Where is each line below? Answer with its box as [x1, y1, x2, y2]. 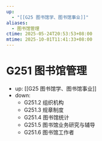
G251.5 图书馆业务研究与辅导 [23, 121, 95, 128]
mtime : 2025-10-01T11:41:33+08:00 [6, 36, 93, 42]
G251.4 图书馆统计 [23, 114, 70, 121]
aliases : [6, 20, 28, 26]
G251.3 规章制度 [23, 106, 64, 114]
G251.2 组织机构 [23, 99, 64, 106]
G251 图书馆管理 [6, 64, 87, 78]
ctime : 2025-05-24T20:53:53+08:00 [6, 31, 93, 37]
